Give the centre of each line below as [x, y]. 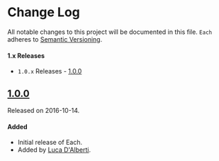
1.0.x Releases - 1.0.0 [50, 71]
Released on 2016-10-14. [44, 110]
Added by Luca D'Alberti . [54, 150]
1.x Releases [26, 55]
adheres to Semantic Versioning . [55, 39]
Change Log [44, 12]
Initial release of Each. [50, 143]
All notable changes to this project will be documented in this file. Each [110, 32]
